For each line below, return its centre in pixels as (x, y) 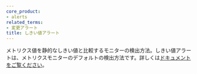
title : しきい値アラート (33, 33)
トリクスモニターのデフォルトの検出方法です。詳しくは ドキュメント (108, 58)
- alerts (17, 17)
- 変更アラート (22, 28)
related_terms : (25, 22)
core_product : (24, 11)
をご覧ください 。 (27, 65)
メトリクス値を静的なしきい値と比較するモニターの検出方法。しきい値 (91, 51)
